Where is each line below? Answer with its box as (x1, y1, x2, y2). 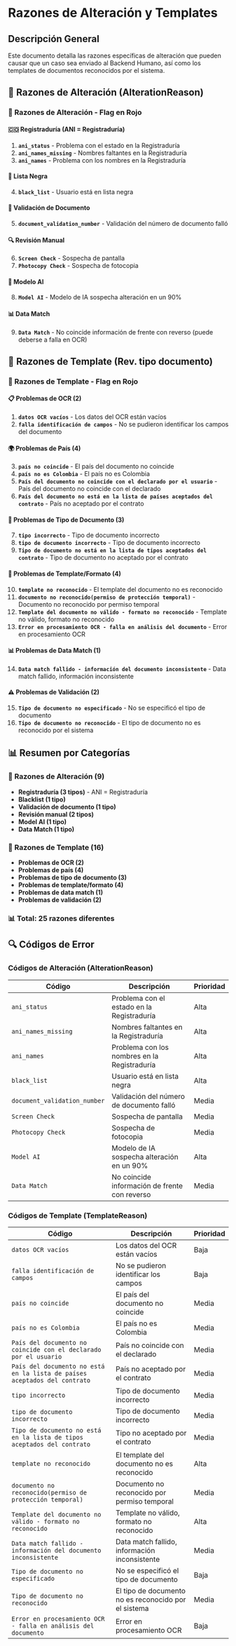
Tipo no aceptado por (115, 1428, 187, 1438)
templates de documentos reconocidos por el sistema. (8, 67, 165, 74)
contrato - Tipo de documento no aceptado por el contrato (18, 553, 188, 562)
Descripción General (8, 33, 100, 45)
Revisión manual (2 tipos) (18, 810, 94, 818)
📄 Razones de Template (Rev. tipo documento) (8, 356, 213, 367)
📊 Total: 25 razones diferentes (8, 913, 115, 923)
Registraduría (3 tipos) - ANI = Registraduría (18, 788, 148, 796)
